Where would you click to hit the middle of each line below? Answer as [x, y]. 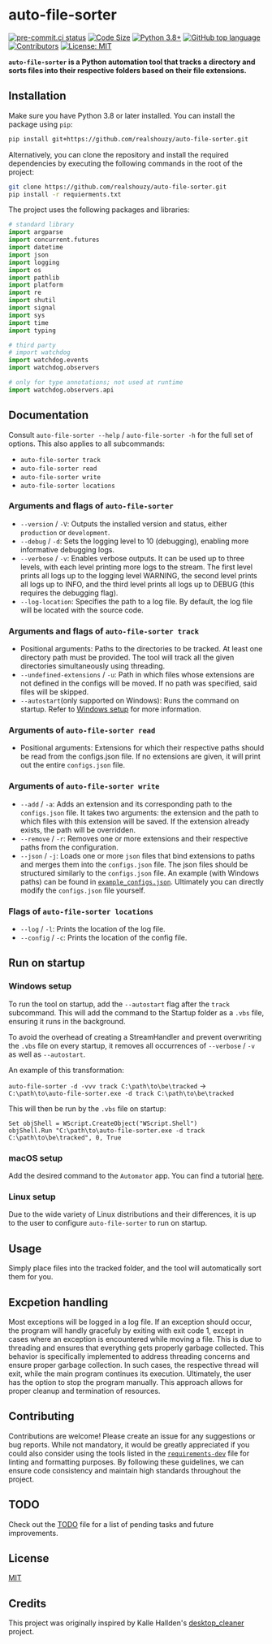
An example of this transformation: [66, 1070]
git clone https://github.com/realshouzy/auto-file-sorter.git [118, 187]
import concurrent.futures [54, 240]
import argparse [36, 232]
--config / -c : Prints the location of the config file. [104, 938]
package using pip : [41, 124]
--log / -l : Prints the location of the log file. [93, 929]
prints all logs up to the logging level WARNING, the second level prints [138, 575]
